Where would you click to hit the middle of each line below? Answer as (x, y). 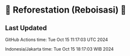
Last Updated (26, 28)
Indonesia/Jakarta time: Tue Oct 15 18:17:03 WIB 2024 (59, 49)
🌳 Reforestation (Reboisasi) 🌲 (66, 10)
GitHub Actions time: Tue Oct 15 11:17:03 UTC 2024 (57, 39)
